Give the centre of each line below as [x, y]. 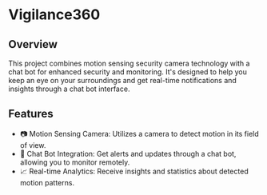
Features [31, 114]
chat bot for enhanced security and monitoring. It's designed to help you [128, 72]
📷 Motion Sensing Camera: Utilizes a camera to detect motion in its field [139, 133]
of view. [33, 145]
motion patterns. [47, 182]
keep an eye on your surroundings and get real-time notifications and [123, 80]
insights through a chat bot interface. [69, 89]
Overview [33, 44]
